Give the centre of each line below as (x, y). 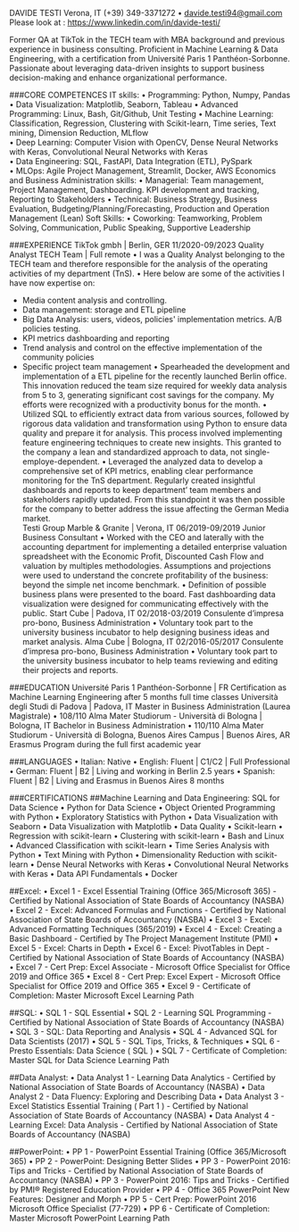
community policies (58, 357)
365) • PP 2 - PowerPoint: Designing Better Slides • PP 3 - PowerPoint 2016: (150, 1161)
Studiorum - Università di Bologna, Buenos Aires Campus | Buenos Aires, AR (149, 735)
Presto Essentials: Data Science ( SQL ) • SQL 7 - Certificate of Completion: (148, 1051)
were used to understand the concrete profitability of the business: (145, 575)
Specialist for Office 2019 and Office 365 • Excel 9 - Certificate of (130, 986)
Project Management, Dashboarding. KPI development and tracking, (134, 190)
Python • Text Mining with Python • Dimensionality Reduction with (131, 855)
